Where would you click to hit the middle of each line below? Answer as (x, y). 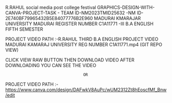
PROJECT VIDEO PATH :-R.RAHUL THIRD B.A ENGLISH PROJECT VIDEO (82, 39)
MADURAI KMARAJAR (117, 18)
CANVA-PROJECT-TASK (31, 13)
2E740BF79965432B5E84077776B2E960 (49, 18)
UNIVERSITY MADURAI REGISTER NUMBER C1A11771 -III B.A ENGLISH (79, 24)
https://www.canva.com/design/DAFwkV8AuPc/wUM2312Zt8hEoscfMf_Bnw (86, 90)
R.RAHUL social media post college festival (51, 7)
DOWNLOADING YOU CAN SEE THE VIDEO (51, 65)
